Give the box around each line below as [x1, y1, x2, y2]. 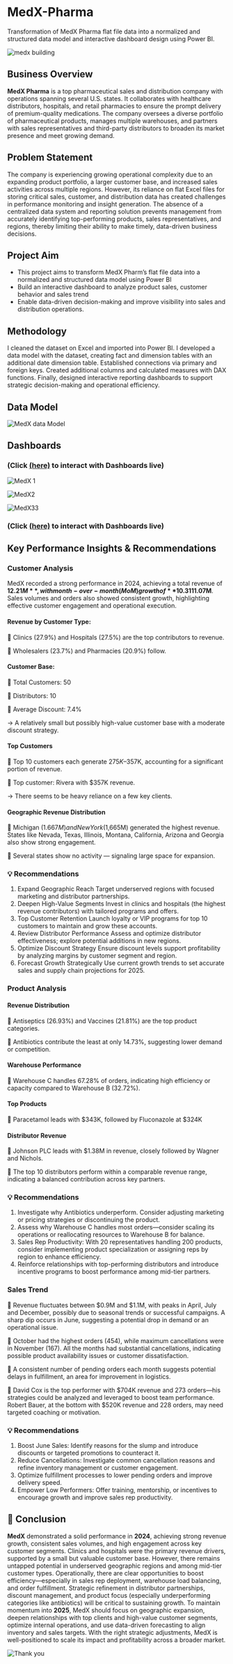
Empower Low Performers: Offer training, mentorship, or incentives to [17, 1486, 218, 1495]
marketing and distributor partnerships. [17, 892, 130, 900]
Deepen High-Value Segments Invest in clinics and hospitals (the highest [17, 900, 226, 908]
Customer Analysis [7, 563, 74, 573]
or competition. [7, 1045, 51, 1053]
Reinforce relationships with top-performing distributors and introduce [17, 1260, 219, 1269]
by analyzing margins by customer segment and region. [17, 951, 177, 960]
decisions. [7, 229, 37, 238]
